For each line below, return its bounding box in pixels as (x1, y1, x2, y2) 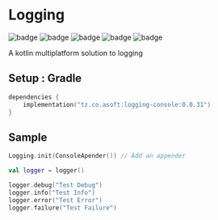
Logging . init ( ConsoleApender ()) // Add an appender (8, 152, 186, 160)
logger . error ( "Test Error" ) (8, 196, 103, 204)
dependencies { (8, 93, 60, 101)
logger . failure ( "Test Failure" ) (8, 204, 117, 212)
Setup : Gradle (8, 71, 82, 86)
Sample (8, 130, 48, 144)
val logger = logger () (8, 167, 85, 175)
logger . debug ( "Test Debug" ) (8, 180, 103, 189)
